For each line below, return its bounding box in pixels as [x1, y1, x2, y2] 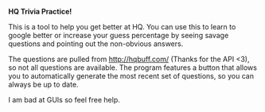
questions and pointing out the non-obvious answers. [8, 39, 184, 48]
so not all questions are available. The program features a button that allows [8, 63, 257, 72]
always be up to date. [8, 79, 79, 89]
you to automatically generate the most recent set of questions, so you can [8, 71, 255, 80]
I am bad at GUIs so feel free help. [8, 95, 121, 104]
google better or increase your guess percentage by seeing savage [8, 31, 229, 40]
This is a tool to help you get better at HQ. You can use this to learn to [8, 22, 236, 31]
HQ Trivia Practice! [8, 7, 72, 16]
